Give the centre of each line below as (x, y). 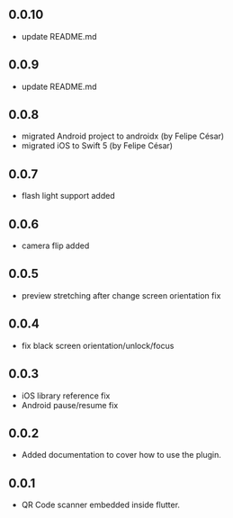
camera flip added (55, 246)
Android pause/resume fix (70, 405)
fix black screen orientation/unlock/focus (98, 345)
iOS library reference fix (66, 396)
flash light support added (68, 196)
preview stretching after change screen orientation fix (121, 295)
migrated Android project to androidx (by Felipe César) (123, 136)
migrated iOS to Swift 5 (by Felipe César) (97, 146)
